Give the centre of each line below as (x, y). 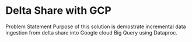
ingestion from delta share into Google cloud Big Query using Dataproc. (91, 32)
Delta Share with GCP (58, 11)
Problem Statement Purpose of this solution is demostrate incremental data (96, 26)
